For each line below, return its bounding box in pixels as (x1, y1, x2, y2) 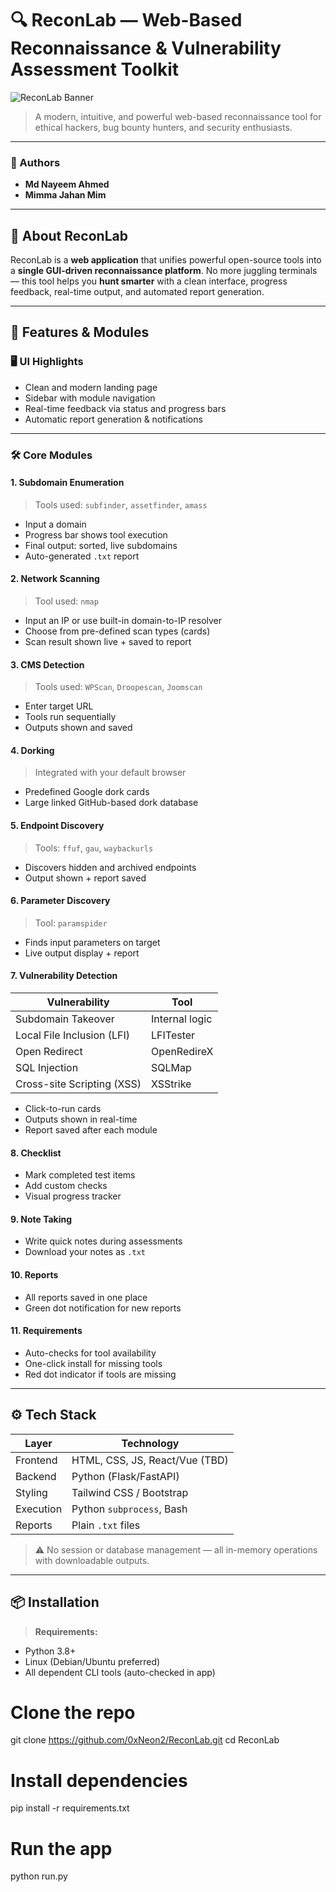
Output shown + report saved (24, 872, 147, 884)
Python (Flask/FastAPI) (71, 1469, 180, 1483)
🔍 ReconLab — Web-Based (10, 9, 243, 32)
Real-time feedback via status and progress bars (24, 402, 227, 414)
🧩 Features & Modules (10, 324, 150, 341)
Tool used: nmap (34, 595, 99, 607)
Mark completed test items (24, 1169, 136, 1181)
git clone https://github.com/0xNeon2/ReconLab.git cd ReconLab (10, 1734, 280, 1746)
